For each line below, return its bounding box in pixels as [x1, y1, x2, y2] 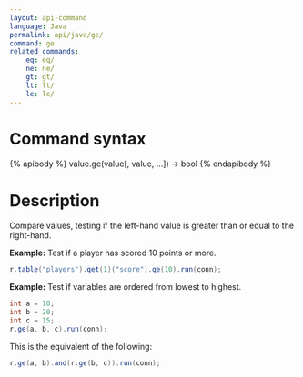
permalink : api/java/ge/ [9, 30, 104, 39]
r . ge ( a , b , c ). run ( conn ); [9, 324, 107, 333]
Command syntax [9, 128, 146, 149]
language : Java [9, 22, 67, 31]
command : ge [9, 38, 55, 48]
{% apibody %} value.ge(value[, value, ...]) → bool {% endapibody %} [9, 158, 271, 169]
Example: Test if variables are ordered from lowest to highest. [9, 282, 242, 293]
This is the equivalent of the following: [9, 341, 153, 352]
